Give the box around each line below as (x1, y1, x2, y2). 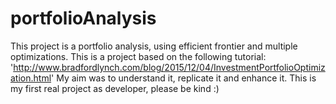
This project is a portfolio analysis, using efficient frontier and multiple (10, 40, 298, 52)
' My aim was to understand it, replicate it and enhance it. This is (51, 72, 317, 84)
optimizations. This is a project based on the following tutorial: (10, 50, 267, 62)
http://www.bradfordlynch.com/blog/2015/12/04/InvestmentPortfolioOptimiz (13, 61, 326, 73)
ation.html (10, 72, 52, 84)
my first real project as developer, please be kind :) (10, 82, 220, 94)
